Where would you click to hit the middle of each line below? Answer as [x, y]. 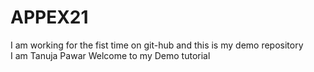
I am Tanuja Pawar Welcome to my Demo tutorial [110, 55]
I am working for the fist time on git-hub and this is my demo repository [157, 45]
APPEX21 [49, 17]
